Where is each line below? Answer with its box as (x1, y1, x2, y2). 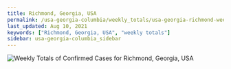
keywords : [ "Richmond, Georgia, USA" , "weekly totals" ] (7, 29, 170, 36)
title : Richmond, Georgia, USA (7, 10, 97, 17)
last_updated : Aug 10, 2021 (7, 23, 88, 29)
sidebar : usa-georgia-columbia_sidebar (7, 36, 122, 42)
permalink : (7, 16, 38, 23)
